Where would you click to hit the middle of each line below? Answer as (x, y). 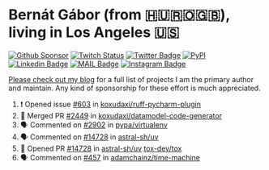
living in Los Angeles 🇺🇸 (94, 33)
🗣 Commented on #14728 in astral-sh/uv (90, 137)
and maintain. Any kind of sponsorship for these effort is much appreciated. (134, 88)
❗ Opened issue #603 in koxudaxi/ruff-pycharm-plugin (110, 104)
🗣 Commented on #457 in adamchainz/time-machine (110, 157)
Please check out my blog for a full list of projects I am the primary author (131, 79)
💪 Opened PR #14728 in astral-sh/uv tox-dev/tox (101, 148)
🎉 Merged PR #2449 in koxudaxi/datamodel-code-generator (121, 115)
